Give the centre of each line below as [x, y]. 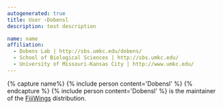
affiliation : [26, 45]
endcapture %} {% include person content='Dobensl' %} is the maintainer [112, 90]
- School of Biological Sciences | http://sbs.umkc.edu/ [96, 58]
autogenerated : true [37, 13]
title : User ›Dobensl [38, 20]
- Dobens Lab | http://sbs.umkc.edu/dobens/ [78, 51]
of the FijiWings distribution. [47, 98]
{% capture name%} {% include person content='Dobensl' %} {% [100, 84]
